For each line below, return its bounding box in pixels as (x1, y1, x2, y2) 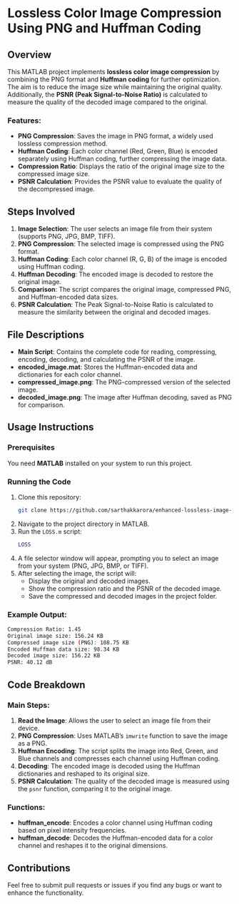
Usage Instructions (7, 421, 94, 433)
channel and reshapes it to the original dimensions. (17, 841, 168, 850)
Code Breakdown (7, 679, 86, 691)
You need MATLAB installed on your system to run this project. (7, 459, 193, 467)
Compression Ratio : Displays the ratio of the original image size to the (17, 162, 225, 171)
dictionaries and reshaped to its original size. (17, 769, 150, 778)
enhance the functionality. (7, 888, 84, 897)
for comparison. (17, 400, 66, 409)
